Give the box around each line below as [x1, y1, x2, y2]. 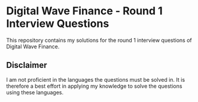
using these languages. [6, 88, 64, 96]
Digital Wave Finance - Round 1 [6, 4, 163, 18]
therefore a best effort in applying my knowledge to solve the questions [6, 82, 182, 89]
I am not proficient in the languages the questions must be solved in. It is [6, 76, 185, 83]
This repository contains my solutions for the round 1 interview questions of [6, 36, 193, 44]
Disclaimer [6, 60, 47, 70]
